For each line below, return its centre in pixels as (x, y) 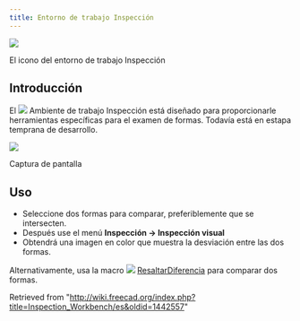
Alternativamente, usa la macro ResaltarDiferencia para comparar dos (143, 271)
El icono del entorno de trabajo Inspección (87, 60)
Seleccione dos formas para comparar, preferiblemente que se (138, 214)
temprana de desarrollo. (54, 130)
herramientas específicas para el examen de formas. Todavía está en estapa (150, 120)
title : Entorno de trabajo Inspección (81, 17)
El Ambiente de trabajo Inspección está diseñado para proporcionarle (143, 111)
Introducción (46, 88)
